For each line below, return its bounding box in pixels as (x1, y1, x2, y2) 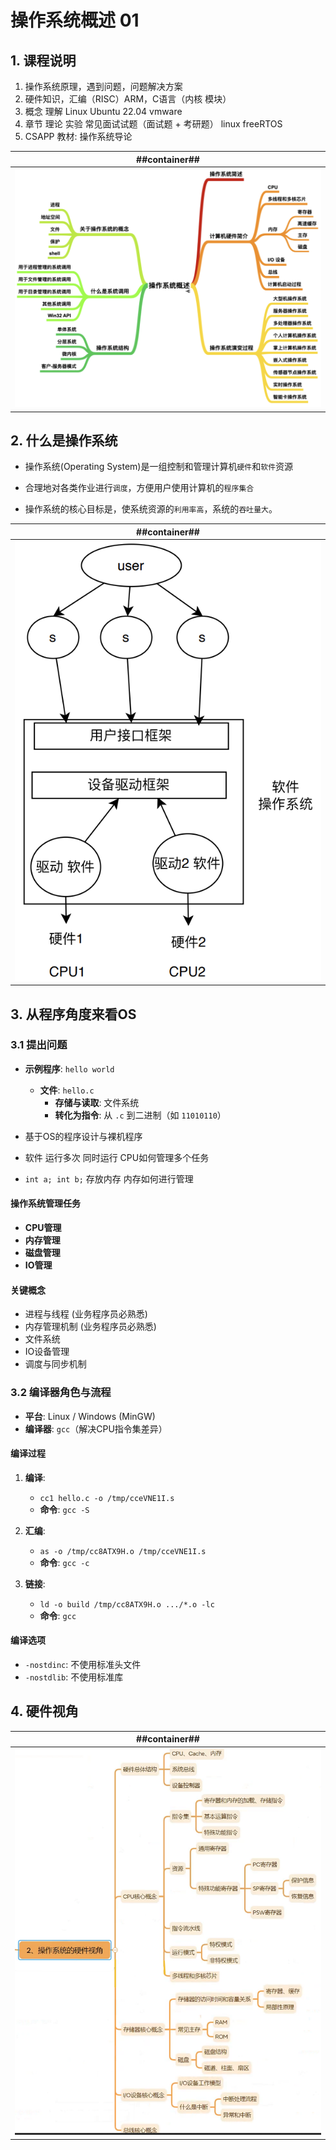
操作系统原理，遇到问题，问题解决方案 (24, 81, 183, 92)
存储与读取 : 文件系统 (54, 1096, 140, 1108)
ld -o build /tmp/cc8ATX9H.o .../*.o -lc (39, 1599, 215, 1610)
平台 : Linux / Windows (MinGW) (24, 1410, 156, 1422)
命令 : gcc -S (39, 1503, 90, 1515)
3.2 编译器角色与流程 (10, 1386, 112, 1400)
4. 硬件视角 (10, 1703, 79, 1720)
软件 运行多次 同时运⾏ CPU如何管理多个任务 (24, 1151, 210, 1163)
